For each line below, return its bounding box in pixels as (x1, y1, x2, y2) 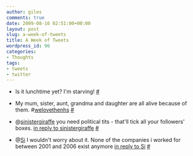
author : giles (6, 9, 42, 15)
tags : (6, 60, 20, 66)
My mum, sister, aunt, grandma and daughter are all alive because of (15, 100, 187, 107)
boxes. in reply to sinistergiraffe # (15, 124, 99, 132)
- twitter (6, 71, 32, 77)
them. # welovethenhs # (15, 106, 75, 113)
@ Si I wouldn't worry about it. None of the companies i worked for (15, 136, 181, 144)
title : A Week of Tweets (6, 37, 69, 43)
